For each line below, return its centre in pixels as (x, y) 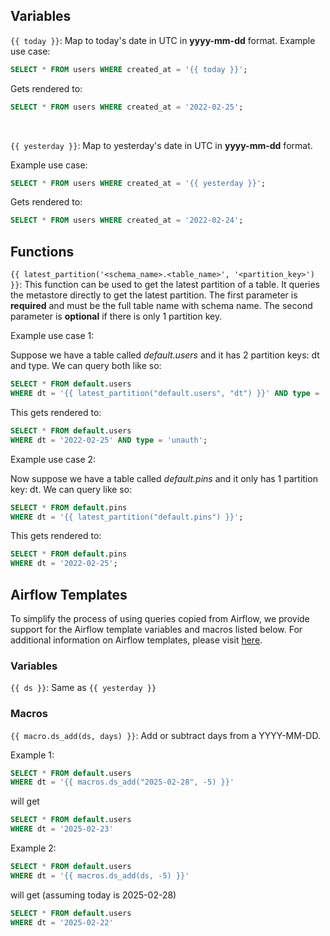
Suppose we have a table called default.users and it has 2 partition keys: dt (165, 355)
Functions (42, 251)
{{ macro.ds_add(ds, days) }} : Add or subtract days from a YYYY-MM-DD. (165, 735)
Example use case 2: (53, 459)
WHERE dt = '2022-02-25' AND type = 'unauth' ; (109, 440)
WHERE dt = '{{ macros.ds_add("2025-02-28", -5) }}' (122, 782)
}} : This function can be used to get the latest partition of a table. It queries (165, 285)
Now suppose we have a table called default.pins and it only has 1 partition (164, 478)
